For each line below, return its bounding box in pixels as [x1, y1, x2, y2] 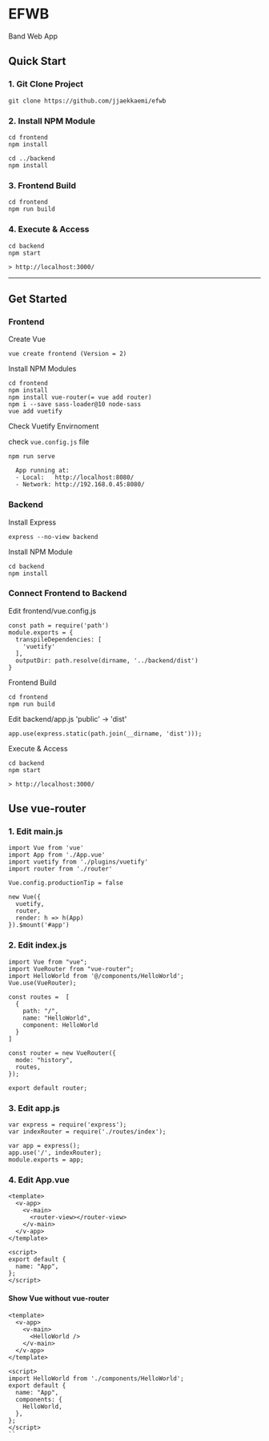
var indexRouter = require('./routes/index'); [8, 1128, 167, 1136]
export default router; [8, 1084, 88, 1092]
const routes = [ [8, 992, 70, 1001]
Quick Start [8, 54, 66, 68]
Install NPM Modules [8, 364, 77, 373]
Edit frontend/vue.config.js [8, 606, 97, 615]
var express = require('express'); [8, 1121, 127, 1129]
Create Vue [8, 334, 46, 344]
